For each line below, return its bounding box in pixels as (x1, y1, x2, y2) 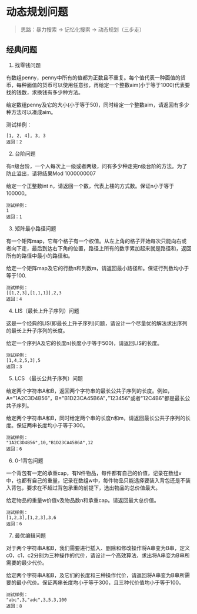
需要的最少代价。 (6, 559, 48, 566)
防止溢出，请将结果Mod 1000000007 (6, 170, 96, 177)
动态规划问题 (6, 5, 69, 19)
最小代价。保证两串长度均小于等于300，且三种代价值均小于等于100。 (16, 579, 184, 586)
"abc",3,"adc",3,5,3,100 (6, 597, 67, 603)
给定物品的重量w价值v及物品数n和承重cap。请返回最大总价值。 (6, 496, 160, 504)
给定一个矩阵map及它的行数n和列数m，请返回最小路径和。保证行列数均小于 (6, 264, 189, 271)
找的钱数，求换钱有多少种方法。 (6, 89, 84, 96)
